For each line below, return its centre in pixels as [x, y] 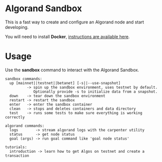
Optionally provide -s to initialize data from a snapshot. [96, 91]
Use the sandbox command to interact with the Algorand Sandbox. [72, 70]
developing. [17, 27]
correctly [15, 117]
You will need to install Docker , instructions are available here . [67, 37]
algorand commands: [25, 126]
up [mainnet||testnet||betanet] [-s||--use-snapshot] [65, 83]
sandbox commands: [24, 79]
